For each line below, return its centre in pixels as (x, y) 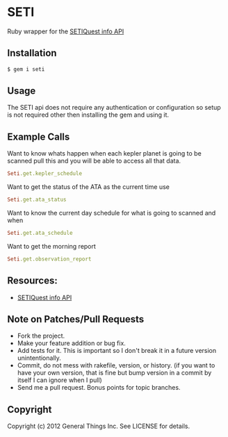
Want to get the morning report (51, 246)
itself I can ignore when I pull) (59, 380)
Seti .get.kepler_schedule (44, 174)
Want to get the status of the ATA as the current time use (89, 187)
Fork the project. (41, 336)
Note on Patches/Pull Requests (76, 319)
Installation (32, 53)
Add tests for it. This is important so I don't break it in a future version (117, 351)
